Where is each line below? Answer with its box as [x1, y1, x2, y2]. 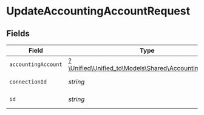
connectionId [9, 79, 47, 85]
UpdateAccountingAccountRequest [6, 4, 190, 18]
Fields [6, 28, 30, 39]
